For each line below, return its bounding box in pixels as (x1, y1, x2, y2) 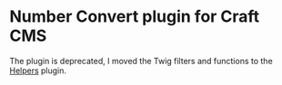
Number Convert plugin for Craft (9, 6, 260, 27)
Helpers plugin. (9, 65, 66, 76)
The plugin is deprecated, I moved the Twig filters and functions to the (9, 55, 273, 66)
